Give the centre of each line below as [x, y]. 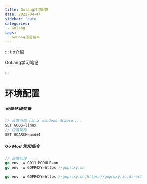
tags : [11, 33]
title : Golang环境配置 [27, 10]
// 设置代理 [16, 158]
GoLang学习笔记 [22, 62]
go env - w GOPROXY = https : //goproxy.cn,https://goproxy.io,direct [73, 177]
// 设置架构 [16, 130]
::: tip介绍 [15, 52]
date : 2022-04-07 [23, 14]
